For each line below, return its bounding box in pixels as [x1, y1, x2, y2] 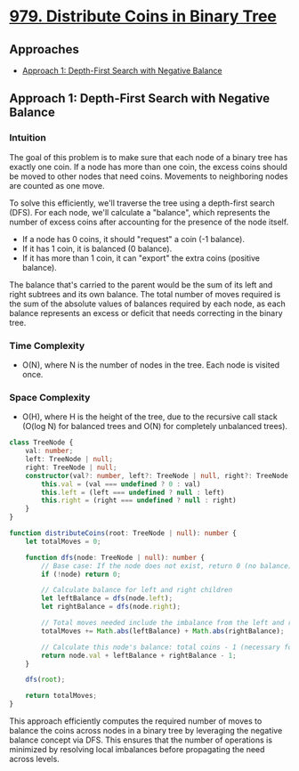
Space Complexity [9, 391, 91, 403]
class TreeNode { [9, 438, 74, 447]
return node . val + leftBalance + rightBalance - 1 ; [41, 651, 238, 660]
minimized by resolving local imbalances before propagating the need [9, 744, 265, 755]
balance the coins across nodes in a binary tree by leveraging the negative [9, 726, 283, 736]
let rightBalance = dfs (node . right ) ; [41, 603, 181, 612]
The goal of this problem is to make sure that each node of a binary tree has [9, 151, 288, 162]
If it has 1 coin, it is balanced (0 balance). [21, 243, 173, 254]
